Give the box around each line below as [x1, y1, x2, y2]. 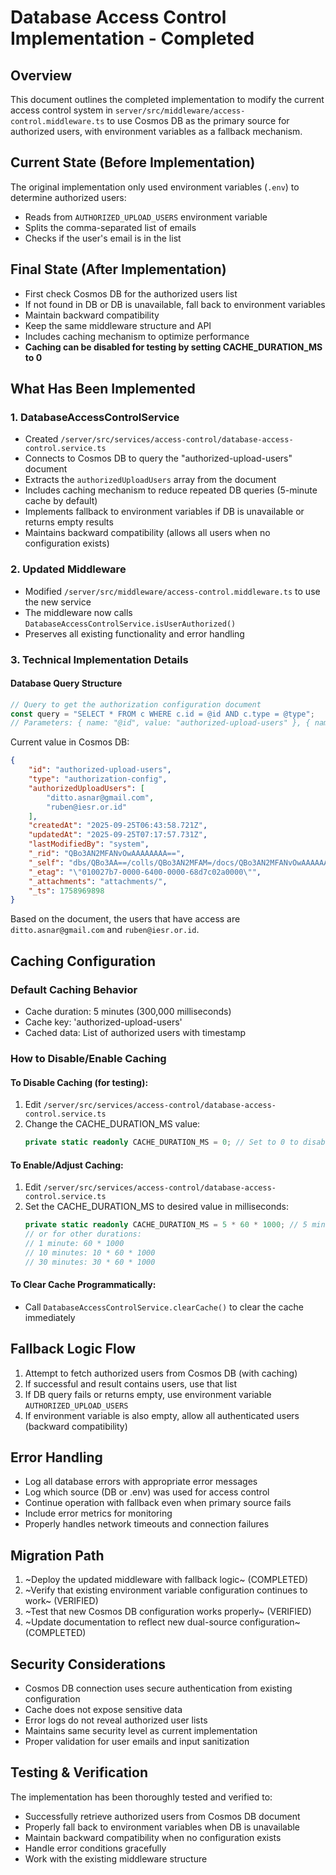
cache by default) [24, 495, 98, 507]
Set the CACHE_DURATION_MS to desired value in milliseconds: [24, 1201, 289, 1213]
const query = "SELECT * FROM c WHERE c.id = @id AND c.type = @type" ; [10, 709, 315, 719]
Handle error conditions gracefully [24, 1842, 167, 1854]
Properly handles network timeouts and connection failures [24, 1518, 270, 1530]
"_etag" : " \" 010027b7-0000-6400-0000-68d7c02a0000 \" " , [28, 867, 262, 877]
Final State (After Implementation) [10, 261, 227, 278]
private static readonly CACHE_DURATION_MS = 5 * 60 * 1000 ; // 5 [24, 1220, 308, 1230]
